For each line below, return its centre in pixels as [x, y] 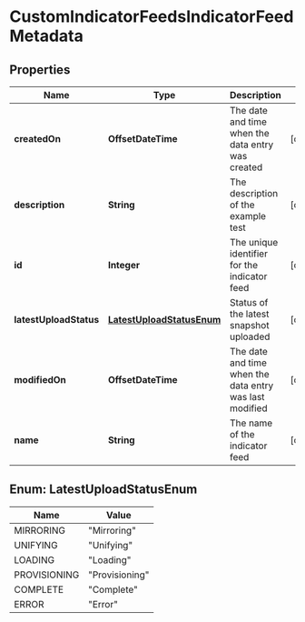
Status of [249, 302]
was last [247, 397]
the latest [250, 314]
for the [244, 265]
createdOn [38, 139]
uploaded [250, 336]
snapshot [250, 325]
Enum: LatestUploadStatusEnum [103, 490]
